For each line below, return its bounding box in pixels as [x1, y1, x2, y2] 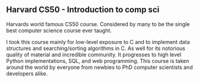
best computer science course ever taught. [6, 27, 112, 34]
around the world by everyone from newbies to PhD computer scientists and [6, 64, 193, 71]
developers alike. [6, 70, 48, 77]
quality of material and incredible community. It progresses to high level [6, 51, 182, 58]
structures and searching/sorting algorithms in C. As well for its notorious [6, 45, 185, 52]
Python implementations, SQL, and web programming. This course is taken [6, 57, 189, 64]
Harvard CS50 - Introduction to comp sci [6, 5, 160, 15]
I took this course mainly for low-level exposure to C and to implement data [6, 38, 190, 45]
